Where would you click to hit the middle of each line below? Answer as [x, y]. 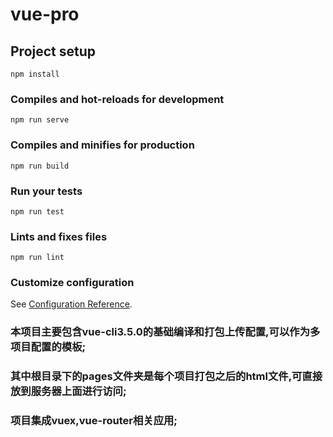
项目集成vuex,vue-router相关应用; [94, 421]
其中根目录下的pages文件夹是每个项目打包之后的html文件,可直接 [166, 376]
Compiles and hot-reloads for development [117, 99]
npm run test [37, 211]
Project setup [53, 51]
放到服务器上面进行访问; [68, 391]
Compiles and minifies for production [102, 145]
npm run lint [37, 258]
